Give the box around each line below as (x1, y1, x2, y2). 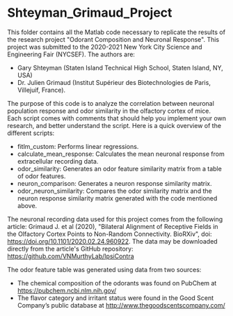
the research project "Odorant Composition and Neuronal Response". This (7, 35, 220, 43)
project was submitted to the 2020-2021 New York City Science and (7, 42, 202, 51)
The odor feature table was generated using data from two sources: (7, 265, 202, 274)
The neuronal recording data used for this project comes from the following (7, 214, 223, 223)
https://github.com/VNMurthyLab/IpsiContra (7, 252, 134, 260)
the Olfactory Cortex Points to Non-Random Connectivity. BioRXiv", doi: (7, 230, 212, 238)
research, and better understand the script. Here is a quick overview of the (7, 121, 221, 129)
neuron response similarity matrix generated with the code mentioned (17, 193, 218, 203)
